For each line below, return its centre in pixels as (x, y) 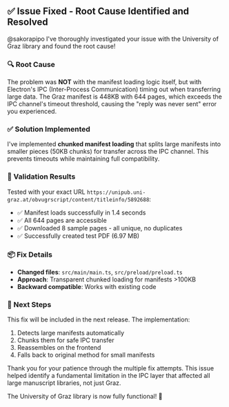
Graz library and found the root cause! (61, 46)
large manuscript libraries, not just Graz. (64, 383)
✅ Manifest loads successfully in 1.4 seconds (81, 212)
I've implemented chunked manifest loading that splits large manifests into (114, 144)
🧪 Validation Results (41, 177)
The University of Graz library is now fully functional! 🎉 (85, 397)
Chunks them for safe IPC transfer (66, 340)
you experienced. (32, 111)
